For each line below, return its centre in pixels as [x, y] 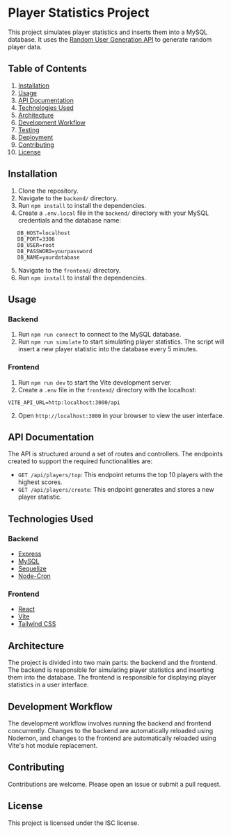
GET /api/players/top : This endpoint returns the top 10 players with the [120, 475]
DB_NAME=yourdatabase [48, 257]
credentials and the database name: [69, 220]
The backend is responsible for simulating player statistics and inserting [111, 670]
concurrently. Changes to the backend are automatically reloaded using [111, 730]
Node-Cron [34, 576]
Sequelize [32, 569]
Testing [29, 129]
